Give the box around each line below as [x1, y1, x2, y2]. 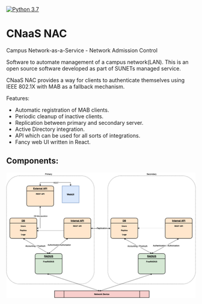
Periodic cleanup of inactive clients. [14, 112, 104, 120]
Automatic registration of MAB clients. [14, 106, 109, 113]
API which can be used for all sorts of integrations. [14, 131, 141, 139]
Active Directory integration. [14, 125, 85, 133]
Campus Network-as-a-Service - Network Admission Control [6, 46, 158, 54]
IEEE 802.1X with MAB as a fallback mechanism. [6, 83, 125, 90]
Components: [6, 156, 59, 166]
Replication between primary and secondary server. [14, 119, 144, 126]
